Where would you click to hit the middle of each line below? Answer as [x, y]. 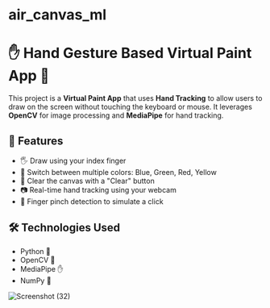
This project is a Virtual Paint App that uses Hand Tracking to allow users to [135, 98]
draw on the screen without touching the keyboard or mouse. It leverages [130, 107]
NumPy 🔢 [35, 281]
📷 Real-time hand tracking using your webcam [98, 189]
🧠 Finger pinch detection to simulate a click [91, 201]
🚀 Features [36, 141]
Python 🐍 [35, 251]
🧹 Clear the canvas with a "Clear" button [87, 181]
